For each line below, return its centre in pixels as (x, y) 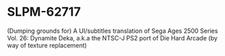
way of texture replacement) (47, 45)
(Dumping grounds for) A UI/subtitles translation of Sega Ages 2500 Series (112, 31)
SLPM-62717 (44, 12)
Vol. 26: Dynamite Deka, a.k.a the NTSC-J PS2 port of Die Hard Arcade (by (112, 38)
